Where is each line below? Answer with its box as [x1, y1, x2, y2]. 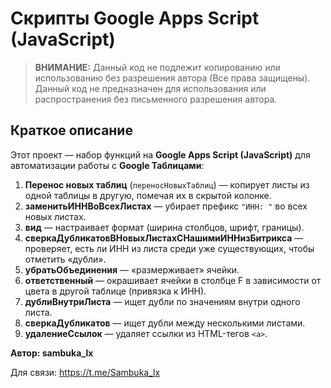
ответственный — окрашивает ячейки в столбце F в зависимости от [24, 274, 322, 286]
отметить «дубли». [24, 253, 107, 265]
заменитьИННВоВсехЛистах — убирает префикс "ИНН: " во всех [24, 200, 308, 212]
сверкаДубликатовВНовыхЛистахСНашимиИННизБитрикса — [24, 232, 304, 244]
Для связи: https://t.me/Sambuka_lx [10, 366, 161, 378]
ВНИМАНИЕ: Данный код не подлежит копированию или [34, 61, 281, 73]
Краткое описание [10, 122, 133, 139]
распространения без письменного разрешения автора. [34, 93, 278, 105]
